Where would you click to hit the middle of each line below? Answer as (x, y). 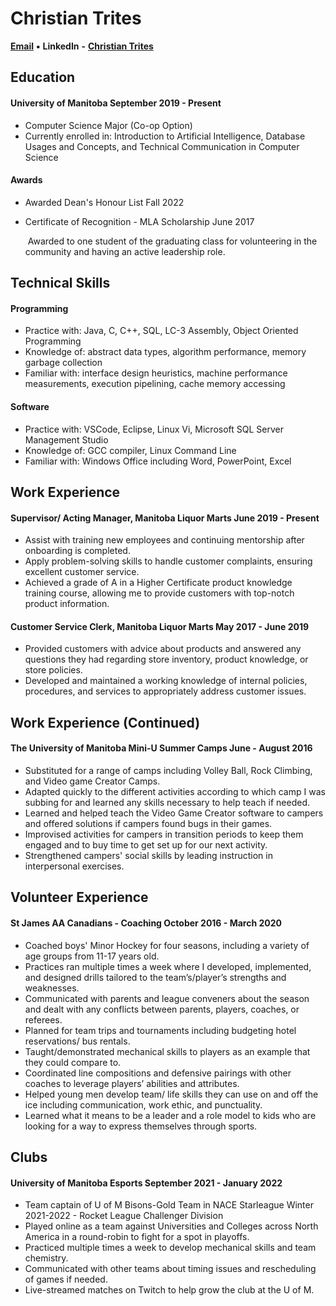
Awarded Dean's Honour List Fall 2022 (104, 202)
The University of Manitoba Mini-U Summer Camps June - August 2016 (161, 748)
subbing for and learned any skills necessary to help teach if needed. (167, 802)
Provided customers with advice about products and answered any (163, 649)
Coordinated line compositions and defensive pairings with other (158, 1073)
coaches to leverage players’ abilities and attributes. (132, 1083)
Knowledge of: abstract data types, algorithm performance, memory (165, 352)
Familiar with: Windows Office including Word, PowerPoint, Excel (158, 461)
